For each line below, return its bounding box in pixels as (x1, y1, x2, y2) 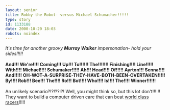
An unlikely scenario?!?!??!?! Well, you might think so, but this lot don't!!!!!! (5, 89, 161, 94)
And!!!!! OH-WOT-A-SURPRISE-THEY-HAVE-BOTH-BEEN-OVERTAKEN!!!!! (5, 72, 165, 78)
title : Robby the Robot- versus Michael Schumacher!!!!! (5, 12, 129, 17)
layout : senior (5, 7, 38, 13)
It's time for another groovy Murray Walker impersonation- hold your (5, 45, 152, 51)
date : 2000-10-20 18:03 (5, 26, 56, 32)
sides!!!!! (5, 50, 23, 57)
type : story (5, 17, 31, 22)
